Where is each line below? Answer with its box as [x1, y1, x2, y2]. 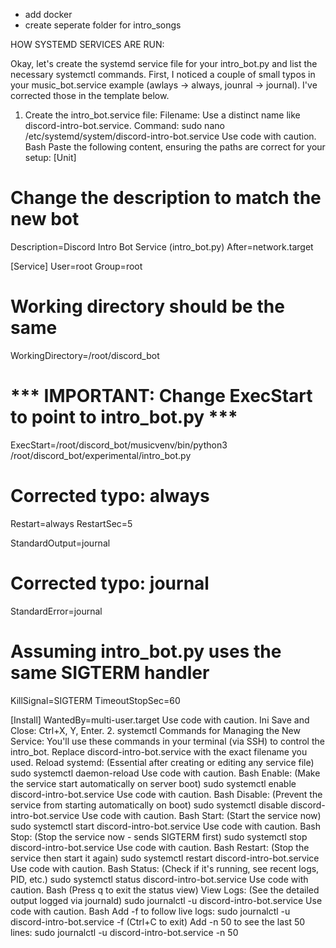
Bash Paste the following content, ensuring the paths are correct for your [24, 141, 326, 153]
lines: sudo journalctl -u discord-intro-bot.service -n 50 [10, 926, 239, 938]
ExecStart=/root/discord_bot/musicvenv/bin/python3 [10, 439, 228, 451]
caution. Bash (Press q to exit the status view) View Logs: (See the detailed [10, 884, 320, 896]
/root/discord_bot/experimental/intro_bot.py [10, 449, 192, 461]
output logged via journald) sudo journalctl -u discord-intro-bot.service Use [10, 894, 323, 906]
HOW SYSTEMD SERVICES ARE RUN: [10, 39, 165, 50]
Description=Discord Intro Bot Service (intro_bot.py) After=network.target [10, 240, 314, 253]
